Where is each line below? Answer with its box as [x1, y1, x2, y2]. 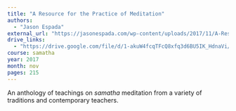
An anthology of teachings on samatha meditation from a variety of [7, 89, 202, 97]
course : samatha [7, 50, 55, 57]
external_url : [7, 30, 49, 37]
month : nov [7, 63, 39, 70]
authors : [7, 17, 33, 24]
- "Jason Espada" [13, 23, 65, 30]
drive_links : [7, 37, 46, 44]
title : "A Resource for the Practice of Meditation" [7, 10, 165, 18]
